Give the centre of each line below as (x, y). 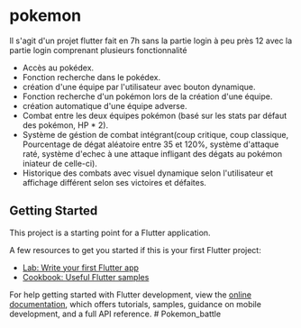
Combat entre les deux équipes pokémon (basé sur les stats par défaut (155, 115)
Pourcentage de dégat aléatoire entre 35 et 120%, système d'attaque (150, 144)
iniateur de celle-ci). (59, 163)
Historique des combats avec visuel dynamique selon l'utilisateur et (147, 173)
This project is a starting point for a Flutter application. (110, 232)
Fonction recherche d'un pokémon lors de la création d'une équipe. (147, 96)
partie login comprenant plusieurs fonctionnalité (98, 50)
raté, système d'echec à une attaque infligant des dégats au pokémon (152, 153)
